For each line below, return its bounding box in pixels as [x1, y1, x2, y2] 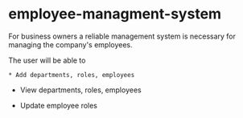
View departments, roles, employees [19, 85, 142, 95]
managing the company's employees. [8, 39, 133, 49]
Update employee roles [19, 100, 98, 110]
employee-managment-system [8, 5, 222, 23]
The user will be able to [8, 55, 86, 65]
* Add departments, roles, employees [8, 71, 135, 79]
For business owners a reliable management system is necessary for [8, 31, 236, 41]
